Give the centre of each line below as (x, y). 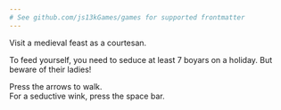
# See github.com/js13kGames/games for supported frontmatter (127, 17)
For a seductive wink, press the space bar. (87, 96)
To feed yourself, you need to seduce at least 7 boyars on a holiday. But (141, 59)
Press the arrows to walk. (56, 86)
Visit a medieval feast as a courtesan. (78, 43)
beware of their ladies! (50, 69)
